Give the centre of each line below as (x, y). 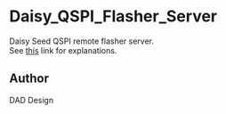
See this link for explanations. (63, 50)
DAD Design (32, 100)
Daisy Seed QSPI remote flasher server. (81, 41)
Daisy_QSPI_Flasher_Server (113, 16)
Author (29, 79)
